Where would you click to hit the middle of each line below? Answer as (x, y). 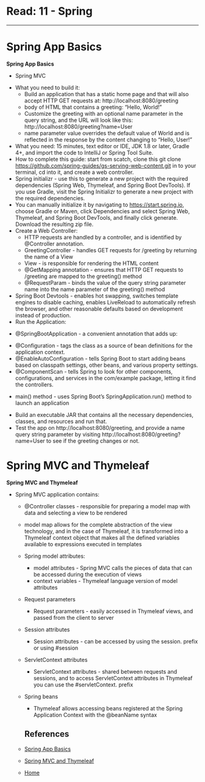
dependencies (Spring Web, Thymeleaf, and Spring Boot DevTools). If (103, 185)
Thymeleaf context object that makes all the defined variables (102, 538)
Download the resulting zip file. (54, 224)
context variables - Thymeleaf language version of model (106, 581)
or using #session (56, 648)
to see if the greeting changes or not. (93, 441)
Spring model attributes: (55, 556)
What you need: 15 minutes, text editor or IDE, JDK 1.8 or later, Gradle (102, 146)
